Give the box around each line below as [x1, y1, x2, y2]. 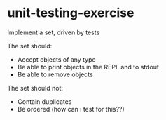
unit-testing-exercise [7, 5, 134, 21]
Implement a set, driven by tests [7, 28, 100, 36]
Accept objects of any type [17, 55, 96, 64]
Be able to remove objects [17, 70, 93, 79]
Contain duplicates [17, 97, 72, 106]
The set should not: [7, 84, 64, 92]
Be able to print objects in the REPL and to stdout [17, 62, 160, 71]
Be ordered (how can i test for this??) [17, 105, 125, 113]
